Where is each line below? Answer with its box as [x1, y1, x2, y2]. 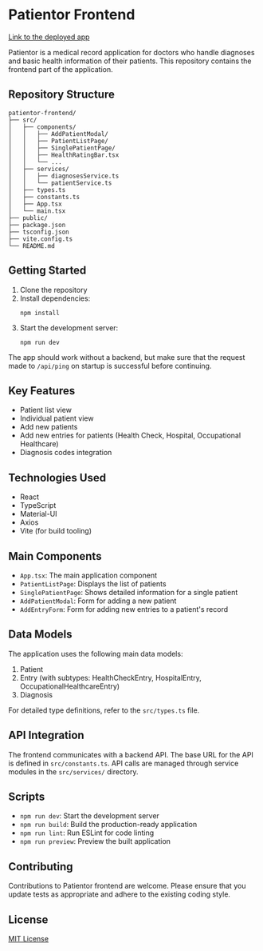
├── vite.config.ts [8, 234, 73, 243]
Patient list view [19, 406, 72, 415]
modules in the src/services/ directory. [8, 766, 139, 777]
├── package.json [8, 221, 66, 229]
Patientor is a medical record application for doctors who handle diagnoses [8, 47, 255, 57]
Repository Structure [8, 88, 116, 102]
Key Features [8, 384, 76, 398]
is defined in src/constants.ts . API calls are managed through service [8, 758, 239, 768]
